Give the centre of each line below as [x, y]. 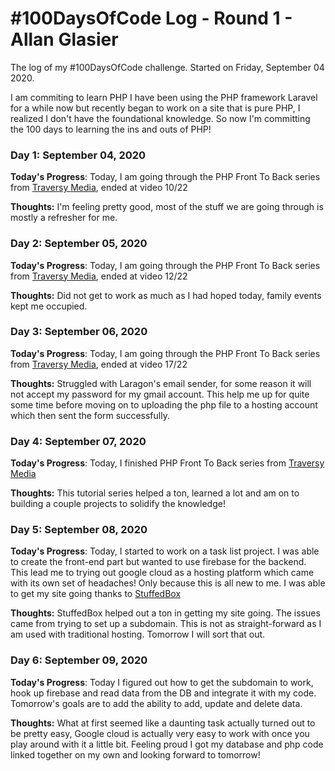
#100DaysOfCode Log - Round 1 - [151, 18]
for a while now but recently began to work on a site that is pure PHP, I [155, 108]
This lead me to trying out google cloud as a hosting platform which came [162, 573]
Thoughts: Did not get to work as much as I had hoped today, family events [166, 295]
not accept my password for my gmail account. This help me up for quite [160, 394]
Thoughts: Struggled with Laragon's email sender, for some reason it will [161, 383]
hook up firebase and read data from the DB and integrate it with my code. [163, 693]
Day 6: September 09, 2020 [79, 660]
